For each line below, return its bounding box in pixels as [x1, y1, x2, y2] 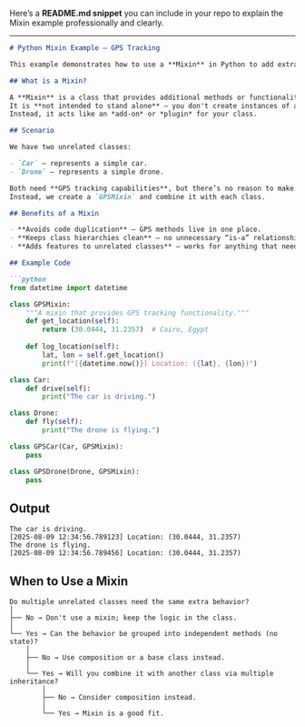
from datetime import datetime [9, 283, 128, 292]
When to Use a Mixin [9, 573, 129, 589]
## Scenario [9, 126, 54, 136]
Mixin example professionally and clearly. [9, 17, 164, 28]
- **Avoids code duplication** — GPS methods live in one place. [9, 225, 261, 235]
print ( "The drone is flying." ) [42, 426, 161, 435]
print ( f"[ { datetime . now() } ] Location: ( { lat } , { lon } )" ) [42, 358, 258, 368]
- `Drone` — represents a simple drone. [9, 167, 165, 177]
